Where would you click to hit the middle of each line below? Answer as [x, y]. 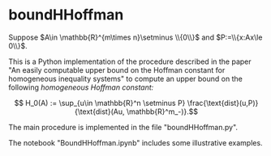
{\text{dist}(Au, [99, 112]
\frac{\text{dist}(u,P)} [223, 103]
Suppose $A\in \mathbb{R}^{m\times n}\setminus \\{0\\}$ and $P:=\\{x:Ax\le [135, 37]
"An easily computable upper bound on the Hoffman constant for [117, 70]
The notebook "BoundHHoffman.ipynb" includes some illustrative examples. [135, 142]
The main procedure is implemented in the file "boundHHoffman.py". [123, 127]
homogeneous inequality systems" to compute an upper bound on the [126, 78]
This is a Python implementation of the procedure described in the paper [130, 61]
